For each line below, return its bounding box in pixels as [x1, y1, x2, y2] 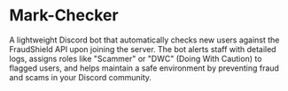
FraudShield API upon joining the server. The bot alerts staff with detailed [9, 43, 276, 54]
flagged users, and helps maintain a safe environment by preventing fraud [9, 63, 279, 73]
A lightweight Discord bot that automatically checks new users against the [9, 34, 280, 45]
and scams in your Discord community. [9, 72, 152, 82]
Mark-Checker [9, 5, 119, 26]
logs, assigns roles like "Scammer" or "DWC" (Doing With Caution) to [9, 53, 262, 64]
